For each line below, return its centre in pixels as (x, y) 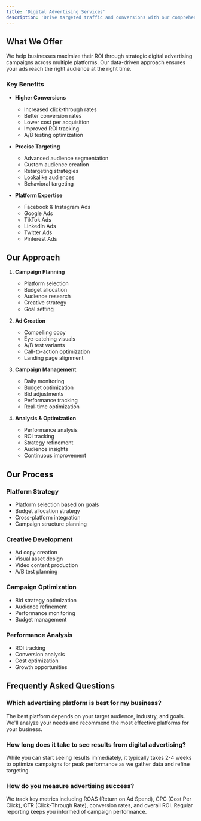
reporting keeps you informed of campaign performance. (77, 812)
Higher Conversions (40, 97)
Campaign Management (45, 369)
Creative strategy (45, 303)
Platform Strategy (33, 491)
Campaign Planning (40, 272)
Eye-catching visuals (50, 339)
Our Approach (33, 258)
